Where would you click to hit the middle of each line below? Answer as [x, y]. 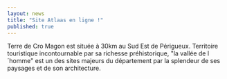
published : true [30, 26]
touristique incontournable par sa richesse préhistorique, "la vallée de [107, 53]
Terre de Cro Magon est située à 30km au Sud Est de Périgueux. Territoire [113, 46]
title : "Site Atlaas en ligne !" [55, 20]
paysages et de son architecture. [54, 68]
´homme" [20, 61]
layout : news [26, 14]
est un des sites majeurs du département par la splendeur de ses [128, 61]
